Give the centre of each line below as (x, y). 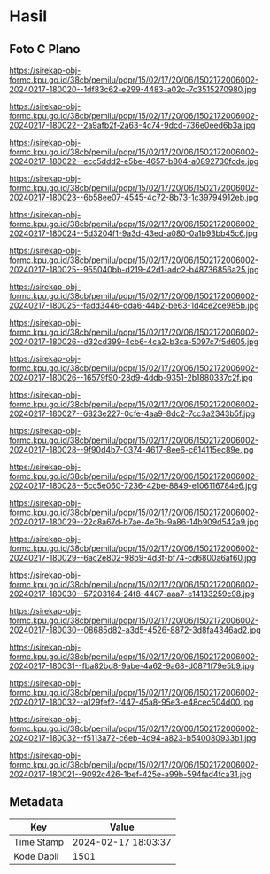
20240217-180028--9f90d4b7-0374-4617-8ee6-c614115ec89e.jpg (131, 449)
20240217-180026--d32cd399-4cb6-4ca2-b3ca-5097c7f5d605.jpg (134, 342)
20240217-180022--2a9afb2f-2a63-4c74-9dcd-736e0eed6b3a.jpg (132, 125)
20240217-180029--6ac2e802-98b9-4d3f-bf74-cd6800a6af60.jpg (133, 558)
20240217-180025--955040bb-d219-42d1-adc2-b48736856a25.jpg (134, 269)
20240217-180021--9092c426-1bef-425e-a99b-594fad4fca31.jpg (131, 774)
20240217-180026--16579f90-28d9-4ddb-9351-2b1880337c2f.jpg (131, 378)
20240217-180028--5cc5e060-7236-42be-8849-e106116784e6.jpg (133, 486)
